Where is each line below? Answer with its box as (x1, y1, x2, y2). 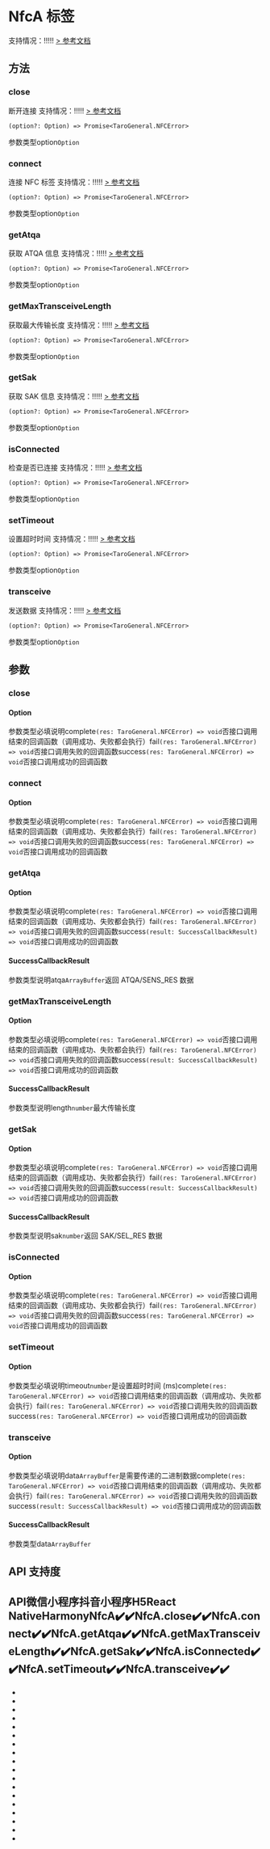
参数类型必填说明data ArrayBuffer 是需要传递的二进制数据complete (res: (8, 1471, 246, 1480)
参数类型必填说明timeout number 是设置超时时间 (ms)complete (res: (8, 1380, 227, 1391)
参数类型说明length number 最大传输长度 (8, 1103, 136, 1112)
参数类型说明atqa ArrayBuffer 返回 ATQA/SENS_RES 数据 (8, 975, 194, 985)
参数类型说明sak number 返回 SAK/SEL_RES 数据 (8, 1231, 163, 1241)
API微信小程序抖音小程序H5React (8, 1594, 177, 1609)
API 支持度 (8, 1565, 61, 1579)
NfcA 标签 (8, 7, 75, 26)
